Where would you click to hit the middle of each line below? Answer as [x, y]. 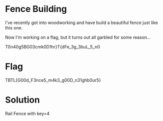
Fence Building [36, 9]
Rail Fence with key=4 [27, 113]
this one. [14, 27]
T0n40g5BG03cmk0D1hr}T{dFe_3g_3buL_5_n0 [53, 47]
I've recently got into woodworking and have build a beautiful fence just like [81, 23]
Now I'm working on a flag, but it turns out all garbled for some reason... [78, 37]
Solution [23, 100]
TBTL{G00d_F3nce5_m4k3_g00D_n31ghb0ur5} [53, 80]
